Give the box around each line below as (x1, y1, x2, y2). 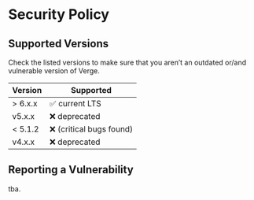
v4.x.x (12, 136, 35, 147)
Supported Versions (8, 37, 109, 50)
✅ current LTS (50, 98, 101, 109)
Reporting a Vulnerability (8, 163, 134, 176)
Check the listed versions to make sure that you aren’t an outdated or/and (8, 57, 247, 67)
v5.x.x (12, 111, 35, 121)
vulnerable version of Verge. (8, 66, 101, 76)
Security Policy (8, 6, 110, 24)
